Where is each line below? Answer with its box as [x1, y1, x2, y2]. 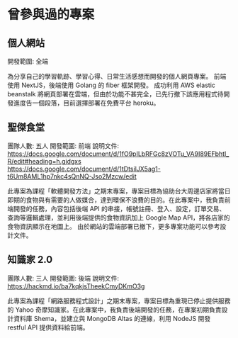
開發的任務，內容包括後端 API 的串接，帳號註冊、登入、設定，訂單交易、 [13, 204, 226, 213]
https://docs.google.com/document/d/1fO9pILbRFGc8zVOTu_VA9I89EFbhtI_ [7, 150, 229, 158]
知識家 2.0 [7, 254, 53, 266]
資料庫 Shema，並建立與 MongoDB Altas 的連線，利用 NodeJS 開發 [13, 314, 211, 322]
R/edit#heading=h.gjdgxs [7, 157, 81, 165]
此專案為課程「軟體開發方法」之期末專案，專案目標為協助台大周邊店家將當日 [7, 186, 231, 195]
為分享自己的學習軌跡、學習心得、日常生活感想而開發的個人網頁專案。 [7, 72, 212, 80]
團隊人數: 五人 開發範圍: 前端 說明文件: [7, 141, 119, 150]
